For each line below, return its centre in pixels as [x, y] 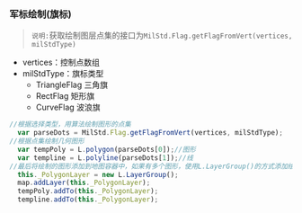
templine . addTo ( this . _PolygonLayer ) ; [88, 200]
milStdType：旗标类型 [63, 74]
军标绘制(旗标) [40, 13]
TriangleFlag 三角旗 [71, 85]
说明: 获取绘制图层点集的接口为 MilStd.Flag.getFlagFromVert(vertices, [162, 35]
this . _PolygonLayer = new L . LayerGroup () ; [98, 174]
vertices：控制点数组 [61, 62]
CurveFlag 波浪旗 [68, 107]
